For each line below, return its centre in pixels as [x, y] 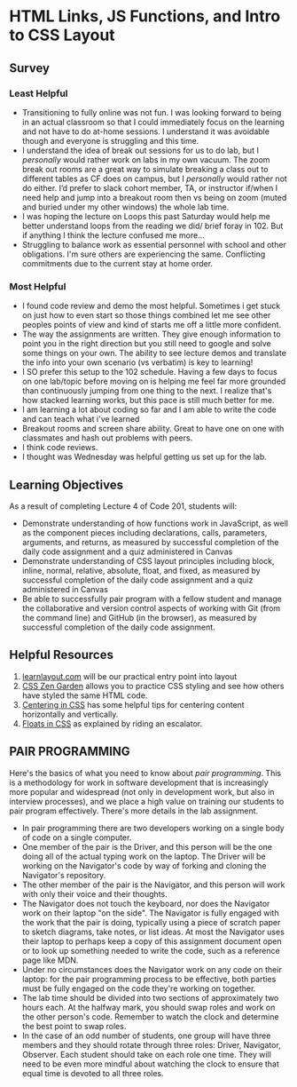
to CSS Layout [62, 35]
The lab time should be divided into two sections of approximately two [150, 997]
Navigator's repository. [64, 875]
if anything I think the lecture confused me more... [113, 235]
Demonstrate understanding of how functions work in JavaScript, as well [155, 523]
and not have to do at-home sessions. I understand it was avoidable [146, 131]
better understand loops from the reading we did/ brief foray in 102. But [152, 226]
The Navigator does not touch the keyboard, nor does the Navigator [146, 903]
